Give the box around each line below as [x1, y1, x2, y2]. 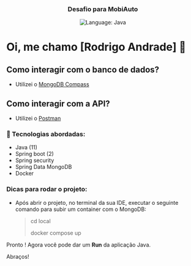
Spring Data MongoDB [15, 163, 72, 171]
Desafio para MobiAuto [67, 5, 138, 13]
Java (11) [15, 144, 38, 151]
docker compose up [30, 229, 81, 237]
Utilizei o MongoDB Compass [15, 81, 90, 88]
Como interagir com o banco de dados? [6, 64, 160, 75]
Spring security [15, 157, 54, 164]
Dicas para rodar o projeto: [6, 185, 88, 194]
